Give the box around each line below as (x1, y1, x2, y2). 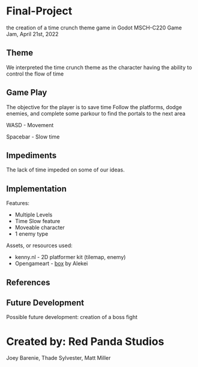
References (6, 277, 50, 287)
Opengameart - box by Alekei (14, 260, 88, 267)
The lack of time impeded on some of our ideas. (6, 166, 125, 173)
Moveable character (14, 224, 65, 231)
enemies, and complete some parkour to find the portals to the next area (6, 110, 186, 117)
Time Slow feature (14, 218, 61, 225)
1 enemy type (14, 230, 49, 237)
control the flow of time (6, 70, 64, 77)
